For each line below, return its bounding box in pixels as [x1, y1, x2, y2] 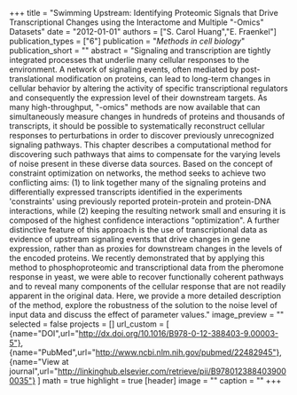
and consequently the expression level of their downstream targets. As [9, 92, 268, 103]
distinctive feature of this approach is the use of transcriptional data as [9, 225, 268, 234]
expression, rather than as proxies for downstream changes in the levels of [9, 243, 283, 254]
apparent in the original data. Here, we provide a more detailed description [9, 290, 282, 301]
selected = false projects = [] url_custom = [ [9, 319, 170, 329]
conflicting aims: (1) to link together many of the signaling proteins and [9, 178, 267, 187]
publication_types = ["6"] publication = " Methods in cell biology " [9, 36, 246, 46]
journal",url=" [9, 366, 59, 376]
